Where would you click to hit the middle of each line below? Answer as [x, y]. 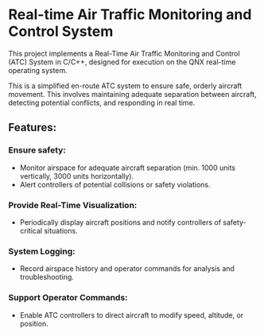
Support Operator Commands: [68, 298]
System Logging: [42, 251]
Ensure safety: [37, 150]
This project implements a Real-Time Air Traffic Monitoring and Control [124, 53]
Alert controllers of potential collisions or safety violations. [115, 184]
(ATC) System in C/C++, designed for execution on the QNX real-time [122, 62]
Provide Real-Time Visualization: [73, 205]
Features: [33, 127]
